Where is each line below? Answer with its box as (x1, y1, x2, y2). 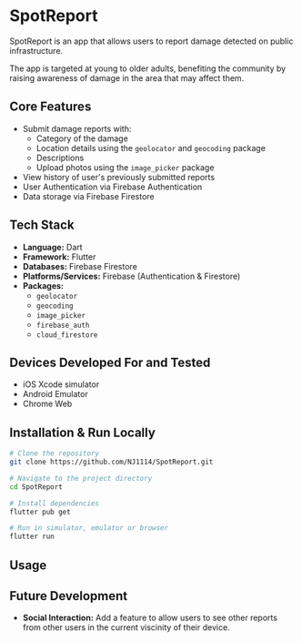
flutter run (9, 532, 55, 542)
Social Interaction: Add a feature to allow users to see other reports (22, 612, 277, 624)
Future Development (9, 588, 128, 604)
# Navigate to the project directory (9, 474, 153, 483)
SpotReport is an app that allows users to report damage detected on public (9, 36, 294, 46)
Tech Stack (9, 218, 75, 233)
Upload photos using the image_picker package (35, 161, 215, 173)
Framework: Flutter (22, 251, 96, 262)
